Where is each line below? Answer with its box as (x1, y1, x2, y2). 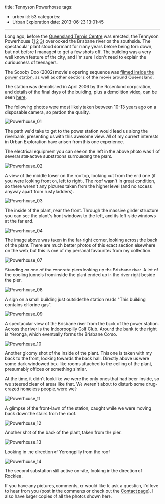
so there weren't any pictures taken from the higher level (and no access (5, 183, 152, 189)
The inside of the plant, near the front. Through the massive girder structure (5, 207, 159, 213)
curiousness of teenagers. (5, 59, 58, 65)
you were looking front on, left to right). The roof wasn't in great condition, (5, 178, 156, 184)
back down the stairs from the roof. (5, 411, 77, 416)
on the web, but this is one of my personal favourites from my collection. (5, 248, 152, 253)
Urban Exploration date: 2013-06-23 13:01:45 (12, 19, 104, 25)
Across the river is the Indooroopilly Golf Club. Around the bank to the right (5, 326, 157, 332)
